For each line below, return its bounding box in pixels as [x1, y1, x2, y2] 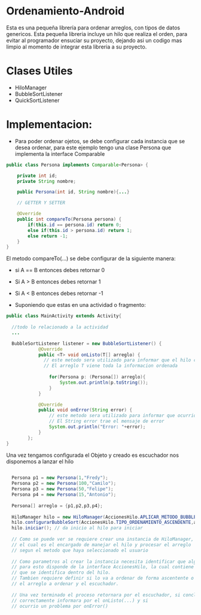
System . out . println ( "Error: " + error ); [48, 424, 146, 430]
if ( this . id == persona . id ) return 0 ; [28, 222, 122, 228]
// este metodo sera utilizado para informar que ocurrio [48, 412, 197, 419]
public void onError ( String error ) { [38, 407, 133, 413]
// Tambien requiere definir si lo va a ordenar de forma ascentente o [11, 575, 194, 581]
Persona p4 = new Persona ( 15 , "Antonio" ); [11, 492, 117, 498]
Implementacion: [6, 118, 93, 131]
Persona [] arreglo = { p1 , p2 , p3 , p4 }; [11, 502, 103, 509]
